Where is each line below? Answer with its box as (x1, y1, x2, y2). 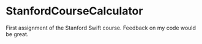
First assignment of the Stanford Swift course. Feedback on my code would (6, 24, 196, 31)
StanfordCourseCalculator (6, 4, 143, 18)
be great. (6, 30, 29, 37)
